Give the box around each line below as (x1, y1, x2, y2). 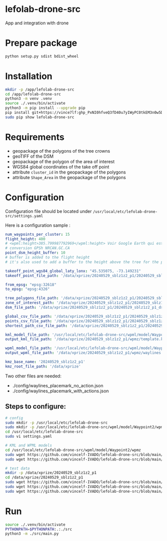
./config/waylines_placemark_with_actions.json (12, 388, 109, 394)
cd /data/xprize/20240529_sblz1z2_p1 (5, 475, 83, 480)
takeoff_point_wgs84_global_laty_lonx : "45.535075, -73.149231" (5, 269, 141, 273)
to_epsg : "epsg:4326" (5, 287, 50, 292)
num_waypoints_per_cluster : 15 (5, 232, 70, 237)
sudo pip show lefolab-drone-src (5, 114, 75, 120)
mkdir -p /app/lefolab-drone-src (5, 87, 75, 92)
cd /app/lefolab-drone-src (5, 91, 61, 96)
